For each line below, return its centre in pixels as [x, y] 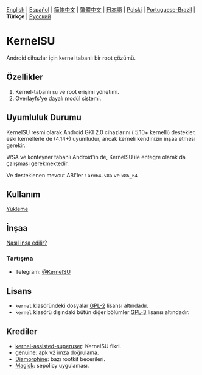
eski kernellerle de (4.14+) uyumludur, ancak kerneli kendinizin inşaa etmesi [101, 138]
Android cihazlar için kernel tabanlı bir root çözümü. [71, 58]
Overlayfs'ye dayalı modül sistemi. [58, 98]
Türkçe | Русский [29, 16]
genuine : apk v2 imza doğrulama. [57, 352]
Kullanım [23, 194]
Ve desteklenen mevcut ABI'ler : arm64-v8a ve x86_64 [72, 175]
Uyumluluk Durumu [44, 117]
